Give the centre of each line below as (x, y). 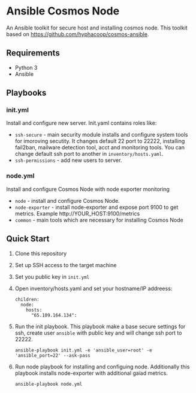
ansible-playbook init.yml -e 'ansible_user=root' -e (83, 350)
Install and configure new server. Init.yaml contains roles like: (82, 123)
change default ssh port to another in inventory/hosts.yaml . (89, 154)
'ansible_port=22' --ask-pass (53, 355)
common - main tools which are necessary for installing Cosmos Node (99, 220)
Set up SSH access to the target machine (66, 265)
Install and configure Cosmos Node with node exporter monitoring (88, 189)
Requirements (33, 53)
